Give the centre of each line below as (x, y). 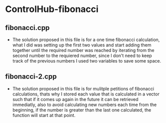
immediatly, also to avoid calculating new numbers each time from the (84, 104)
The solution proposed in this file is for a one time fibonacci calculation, (86, 39)
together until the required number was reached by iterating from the (83, 50)
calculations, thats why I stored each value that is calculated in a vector (86, 94)
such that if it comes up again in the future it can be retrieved (75, 99)
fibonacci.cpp (27, 28)
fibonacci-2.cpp (31, 77)
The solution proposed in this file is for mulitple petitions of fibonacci (83, 88)
